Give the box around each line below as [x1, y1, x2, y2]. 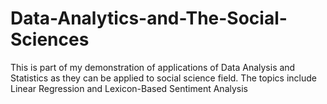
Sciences [10, 28, 90, 51]
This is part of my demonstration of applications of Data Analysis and [10, 61, 296, 73]
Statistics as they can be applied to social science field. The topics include [10, 72, 317, 84]
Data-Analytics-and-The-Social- [10, 7, 288, 30]
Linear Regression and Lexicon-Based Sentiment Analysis [10, 82, 248, 94]
